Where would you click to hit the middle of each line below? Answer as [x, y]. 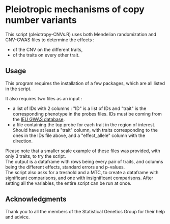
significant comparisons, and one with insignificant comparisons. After [79, 178]
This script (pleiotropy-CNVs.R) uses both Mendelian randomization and [81, 34]
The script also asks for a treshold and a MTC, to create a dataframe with [82, 172]
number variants [41, 20]
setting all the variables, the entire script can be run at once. [68, 183]
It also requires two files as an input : [44, 98]
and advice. [18, 217]
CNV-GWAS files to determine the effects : [50, 40]
